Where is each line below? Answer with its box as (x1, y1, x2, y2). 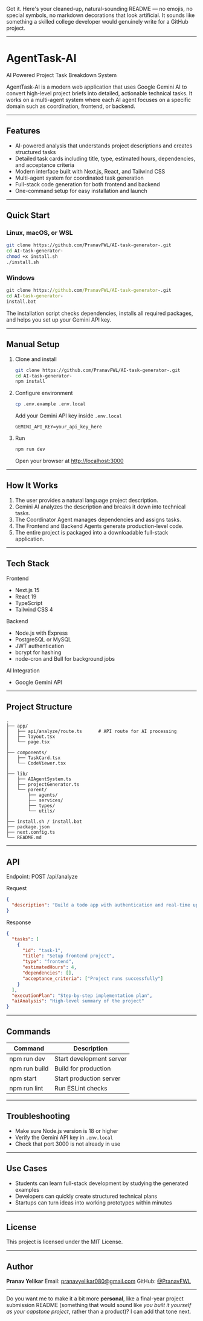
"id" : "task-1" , (22, 947, 63, 953)
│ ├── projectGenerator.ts (6, 782, 80, 788)
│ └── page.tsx (6, 739, 50, 745)
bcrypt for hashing (14, 649, 62, 656)
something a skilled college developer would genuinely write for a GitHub (6, 18, 188, 25)
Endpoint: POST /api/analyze (6, 873, 78, 880)
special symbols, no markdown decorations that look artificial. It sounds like (6, 12, 195, 19)
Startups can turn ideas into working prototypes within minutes (14, 1198, 172, 1206)
